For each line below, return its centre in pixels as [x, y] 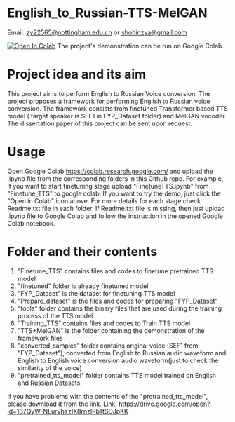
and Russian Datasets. [49, 383]
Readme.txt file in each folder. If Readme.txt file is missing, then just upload [116, 208]
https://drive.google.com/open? [164, 404]
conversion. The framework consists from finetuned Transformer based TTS [117, 108]
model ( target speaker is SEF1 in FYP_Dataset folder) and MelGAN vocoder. [117, 116]
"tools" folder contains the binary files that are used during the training [120, 308]
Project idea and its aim [77, 74]
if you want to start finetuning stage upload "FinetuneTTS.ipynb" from [108, 186]
